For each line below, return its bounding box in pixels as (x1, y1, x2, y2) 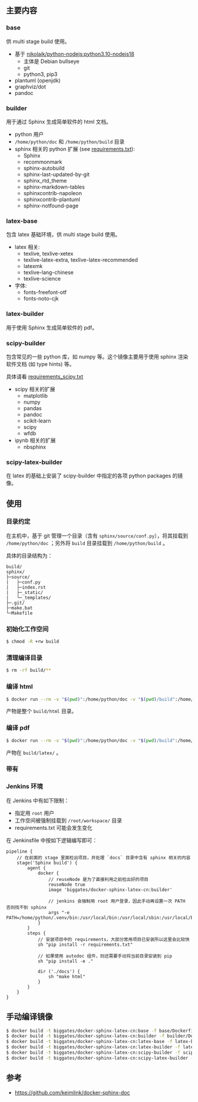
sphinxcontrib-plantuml (23, 196, 81, 203)
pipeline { (6, 848, 33, 854)
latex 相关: (14, 243, 40, 250)
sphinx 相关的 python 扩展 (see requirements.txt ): (14, 145, 136, 152)
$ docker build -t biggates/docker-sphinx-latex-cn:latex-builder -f (6, 1044, 181, 1050)
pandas (23, 404, 42, 411)
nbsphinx (23, 443, 46, 450)
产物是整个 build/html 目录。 (6, 708, 77, 715)
